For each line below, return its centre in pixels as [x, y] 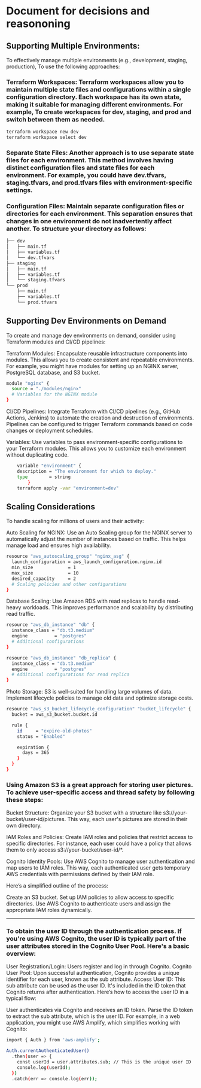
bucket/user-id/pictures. [36, 819]
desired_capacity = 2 [44, 579]
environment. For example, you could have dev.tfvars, [86, 175]
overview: [21, 954]
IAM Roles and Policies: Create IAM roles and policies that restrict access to [100, 837]
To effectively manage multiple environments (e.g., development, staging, [97, 60]
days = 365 [36, 753]
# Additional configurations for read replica [71, 674]
